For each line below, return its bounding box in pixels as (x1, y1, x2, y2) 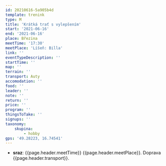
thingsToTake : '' (5, 112, 43, 117)
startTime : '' (5, 60, 36, 65)
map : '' (5, 64, 22, 69)
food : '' (5, 83, 24, 88)
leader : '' (5, 88, 29, 93)
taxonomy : (5, 121, 27, 127)
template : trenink (5, 12, 45, 17)
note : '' (5, 93, 24, 98)
